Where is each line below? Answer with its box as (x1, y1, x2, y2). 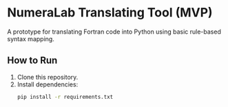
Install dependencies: (17, 80, 79, 88)
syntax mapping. (7, 34, 55, 43)
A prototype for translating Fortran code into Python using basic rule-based (7, 27, 222, 36)
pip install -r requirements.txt (17, 93, 114, 100)
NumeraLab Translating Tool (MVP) (7, 5, 213, 21)
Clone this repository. (17, 73, 79, 81)
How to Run (7, 55, 58, 67)
